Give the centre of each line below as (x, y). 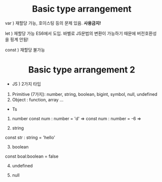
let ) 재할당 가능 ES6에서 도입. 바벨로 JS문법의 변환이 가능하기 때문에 (71, 33)
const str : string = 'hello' (30, 137)
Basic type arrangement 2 (82, 70)
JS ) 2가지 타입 (27, 84)
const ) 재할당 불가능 (25, 50)
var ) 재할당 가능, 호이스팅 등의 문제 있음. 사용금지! (53, 23)
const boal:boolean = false (32, 156)
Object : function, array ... (38, 100)
